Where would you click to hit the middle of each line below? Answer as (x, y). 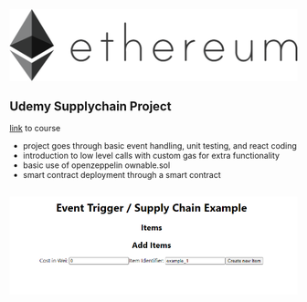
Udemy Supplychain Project (90, 106)
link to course (35, 129)
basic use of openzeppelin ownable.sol (96, 165)
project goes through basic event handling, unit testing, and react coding (159, 146)
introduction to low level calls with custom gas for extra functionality (151, 156)
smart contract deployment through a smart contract (122, 175)
